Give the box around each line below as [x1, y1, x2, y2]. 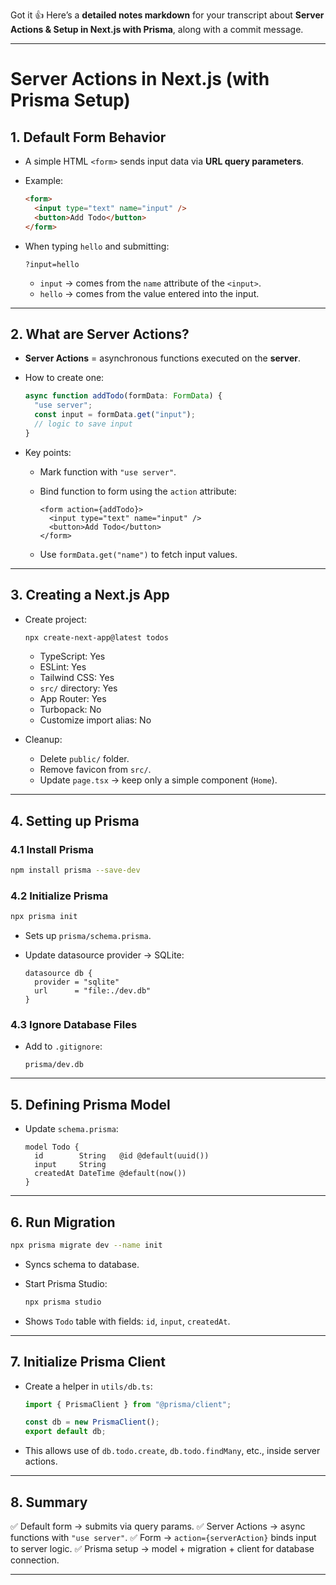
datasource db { [24, 969, 93, 979]
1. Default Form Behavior [10, 129, 167, 146]
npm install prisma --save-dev [10, 865, 141, 876]
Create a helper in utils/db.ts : [24, 1380, 153, 1392]
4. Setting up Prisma [10, 812, 140, 829]
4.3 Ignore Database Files [10, 1018, 138, 1032]
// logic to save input [34, 419, 133, 429]
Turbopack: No [39, 704, 102, 716]
